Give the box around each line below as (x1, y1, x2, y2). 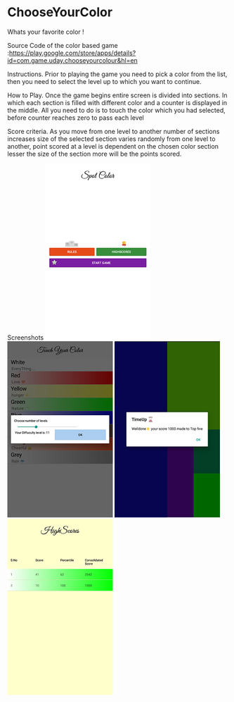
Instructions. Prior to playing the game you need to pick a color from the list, (7, 70, 228, 78)
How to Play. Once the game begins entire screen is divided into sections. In (7, 91, 228, 99)
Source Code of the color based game (7, 41, 118, 49)
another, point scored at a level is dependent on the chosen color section (7, 142, 219, 150)
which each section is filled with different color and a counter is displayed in (7, 98, 227, 106)
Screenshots (7, 333, 44, 342)
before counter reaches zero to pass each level (7, 113, 144, 122)
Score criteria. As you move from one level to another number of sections (7, 127, 220, 135)
